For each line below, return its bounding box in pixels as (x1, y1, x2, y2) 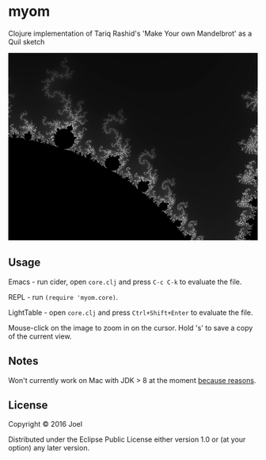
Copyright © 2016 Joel (8, 420, 83, 429)
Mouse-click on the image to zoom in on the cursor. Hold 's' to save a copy (8, 323, 253, 332)
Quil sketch (8, 36, 45, 46)
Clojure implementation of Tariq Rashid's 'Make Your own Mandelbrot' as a (8, 29, 252, 38)
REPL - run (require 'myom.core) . (8, 292, 119, 301)
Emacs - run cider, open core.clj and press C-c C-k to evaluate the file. (8, 277, 242, 286)
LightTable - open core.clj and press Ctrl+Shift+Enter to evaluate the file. (8, 308, 253, 317)
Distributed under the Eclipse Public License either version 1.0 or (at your (8, 435, 246, 444)
